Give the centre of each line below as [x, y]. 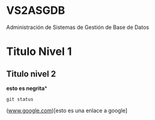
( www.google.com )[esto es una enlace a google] [67, 110]
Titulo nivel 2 [31, 74]
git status [20, 99]
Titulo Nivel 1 [39, 52]
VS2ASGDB [36, 11]
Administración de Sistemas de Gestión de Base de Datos [78, 27]
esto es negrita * [27, 88]
